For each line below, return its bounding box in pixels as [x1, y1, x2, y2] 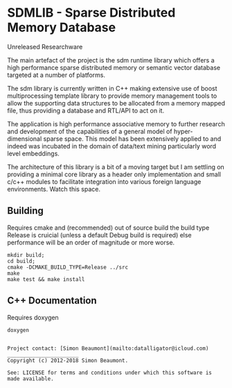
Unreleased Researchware [7, 42, 83, 51]
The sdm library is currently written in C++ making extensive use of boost [7, 84, 217, 92]
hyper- [173, 127, 193, 135]
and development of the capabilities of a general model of [7, 127, 172, 135]
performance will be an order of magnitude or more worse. [7, 238, 175, 246]
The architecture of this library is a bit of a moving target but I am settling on [7, 162, 225, 171]
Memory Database [7, 19, 116, 35]
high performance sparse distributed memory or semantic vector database [7, 63, 220, 71]
